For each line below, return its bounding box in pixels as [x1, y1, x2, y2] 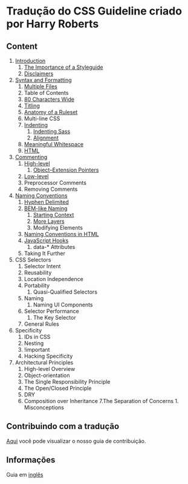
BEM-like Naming [24, 205, 68, 212]
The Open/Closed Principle [24, 385, 92, 392]
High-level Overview [24, 366, 76, 372]
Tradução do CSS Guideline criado [6, 4, 183, 18]
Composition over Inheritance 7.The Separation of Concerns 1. [24, 398, 179, 404]
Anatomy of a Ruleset [24, 109, 78, 115]
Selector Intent [24, 263, 61, 269]
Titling [24, 102, 41, 109]
